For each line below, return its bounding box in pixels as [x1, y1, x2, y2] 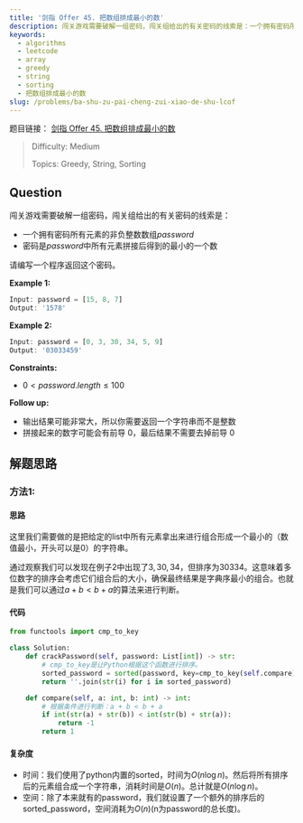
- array [17, 55, 47, 64]
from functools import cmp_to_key [9, 627, 140, 637]
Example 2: [9, 320, 52, 331]
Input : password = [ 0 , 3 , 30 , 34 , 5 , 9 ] [9, 337, 164, 346]
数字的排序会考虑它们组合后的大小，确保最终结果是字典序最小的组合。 [16, 573, 278, 584]
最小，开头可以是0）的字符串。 [16, 543, 133, 554]
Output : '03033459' [9, 345, 83, 355]
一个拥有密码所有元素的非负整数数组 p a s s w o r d [22, 229, 195, 240]
